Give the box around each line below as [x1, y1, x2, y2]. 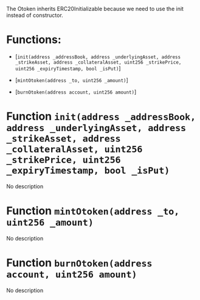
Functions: [6, 33, 62, 47]
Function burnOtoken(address [6, 256, 153, 270]
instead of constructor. [6, 12, 64, 19]
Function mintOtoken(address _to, [6, 204, 180, 218]
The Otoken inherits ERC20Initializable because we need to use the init [6, 5, 184, 12]
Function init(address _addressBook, [6, 109, 196, 123]
